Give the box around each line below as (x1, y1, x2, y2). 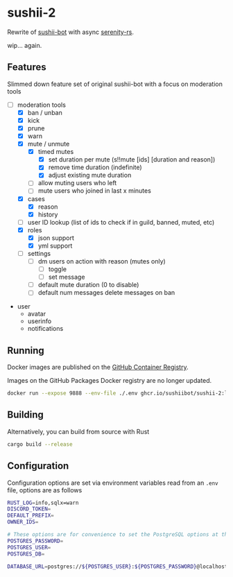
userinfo (27, 317, 52, 325)
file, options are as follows (7, 485, 83, 494)
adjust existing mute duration (48, 171, 132, 180)
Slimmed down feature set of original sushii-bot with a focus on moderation (7, 80, 223, 88)
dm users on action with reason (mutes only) (37, 257, 166, 265)
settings (27, 249, 51, 257)
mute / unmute (27, 140, 70, 148)
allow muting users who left (37, 179, 117, 187)
